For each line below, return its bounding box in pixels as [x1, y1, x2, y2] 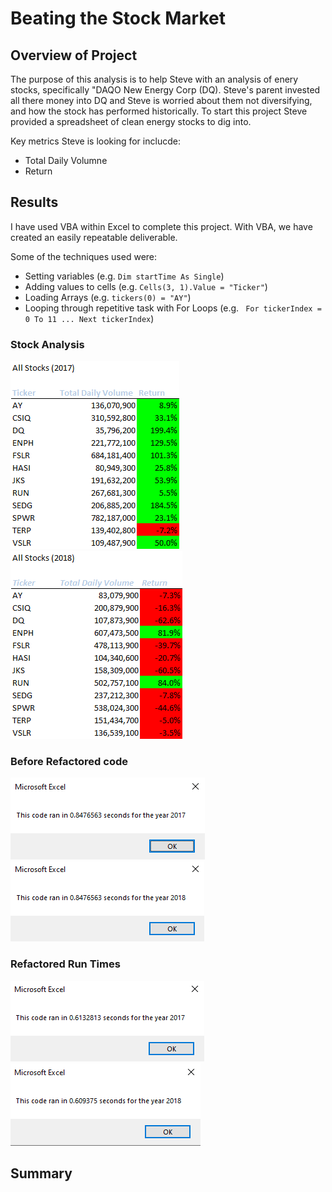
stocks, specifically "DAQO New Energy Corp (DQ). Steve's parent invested [10, 84, 321, 96]
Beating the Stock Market [10, 7, 226, 30]
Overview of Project [10, 47, 138, 64]
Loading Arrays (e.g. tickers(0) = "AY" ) [24, 291, 192, 303]
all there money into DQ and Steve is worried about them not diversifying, [10, 95, 313, 106]
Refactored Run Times [10, 957, 121, 971]
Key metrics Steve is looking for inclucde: [10, 135, 181, 147]
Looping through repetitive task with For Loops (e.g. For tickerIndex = [24, 302, 322, 314]
